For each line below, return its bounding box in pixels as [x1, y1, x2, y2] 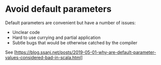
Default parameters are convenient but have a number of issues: [5, 20, 136, 26]
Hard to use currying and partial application [12, 34, 101, 40]
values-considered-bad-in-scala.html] [5, 54, 83, 60]
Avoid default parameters [5, 3, 112, 15]
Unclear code [12, 29, 40, 35]
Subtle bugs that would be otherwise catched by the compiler [12, 39, 138, 45]
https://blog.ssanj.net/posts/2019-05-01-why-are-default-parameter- [15, 49, 157, 55]
